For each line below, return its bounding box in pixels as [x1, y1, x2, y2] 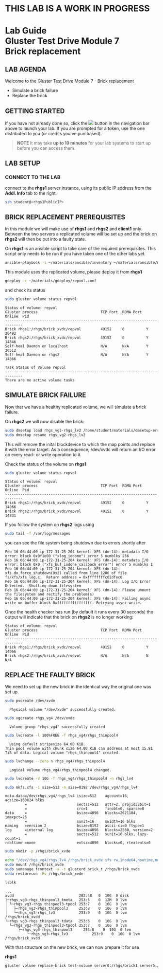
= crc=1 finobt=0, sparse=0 [24, 806, 145, 811]
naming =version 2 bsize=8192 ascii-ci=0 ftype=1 [5, 823, 145, 829]
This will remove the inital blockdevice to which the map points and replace [5, 441, 155, 447]
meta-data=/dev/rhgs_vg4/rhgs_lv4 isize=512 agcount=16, [5, 793, 130, 798]
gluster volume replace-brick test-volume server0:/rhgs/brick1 [5, 963, 138, 968]
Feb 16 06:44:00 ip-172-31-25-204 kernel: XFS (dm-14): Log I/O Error [5, 579, 151, 584]
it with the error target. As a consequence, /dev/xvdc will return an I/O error [5, 446, 156, 452]
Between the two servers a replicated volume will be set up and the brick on [5, 231, 157, 237]
